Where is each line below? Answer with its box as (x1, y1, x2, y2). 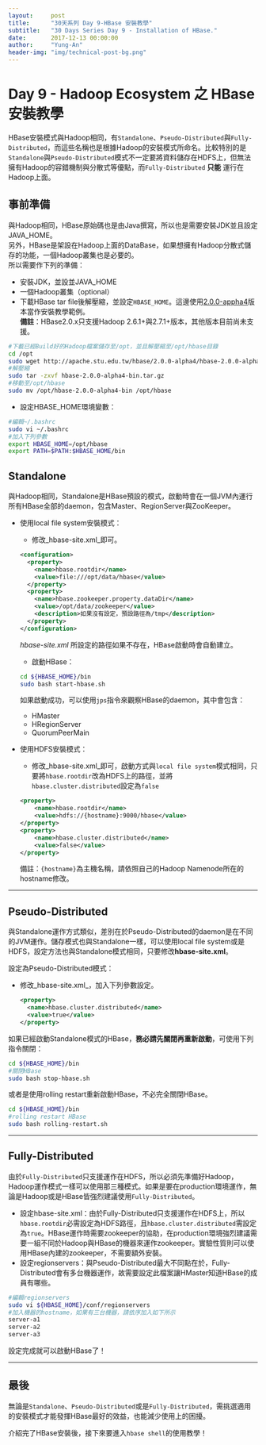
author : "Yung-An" (8, 41, 83, 49)
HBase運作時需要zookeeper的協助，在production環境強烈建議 (47, 1228, 251, 1238)
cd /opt (8, 350, 34, 358)
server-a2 (8, 1323, 41, 1332)
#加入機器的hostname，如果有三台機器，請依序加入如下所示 (8, 1309, 176, 1316)
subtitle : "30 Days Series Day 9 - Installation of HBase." (8, 26, 218, 34)
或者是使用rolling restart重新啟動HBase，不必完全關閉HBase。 (8, 1090, 212, 1099)
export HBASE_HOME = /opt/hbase (8, 440, 108, 448)
